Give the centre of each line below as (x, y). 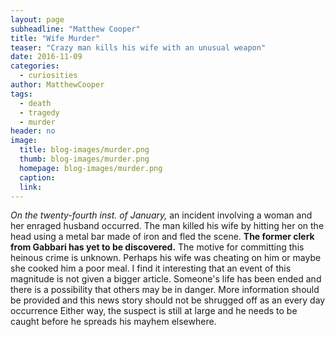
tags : (21, 94)
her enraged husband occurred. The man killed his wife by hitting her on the (167, 226)
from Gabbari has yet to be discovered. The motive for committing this (157, 247)
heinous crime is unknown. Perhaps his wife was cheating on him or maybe (166, 258)
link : (31, 187)
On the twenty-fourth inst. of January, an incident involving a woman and (161, 215)
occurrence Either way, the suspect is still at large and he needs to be (154, 311)
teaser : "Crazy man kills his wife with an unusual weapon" (138, 47)
